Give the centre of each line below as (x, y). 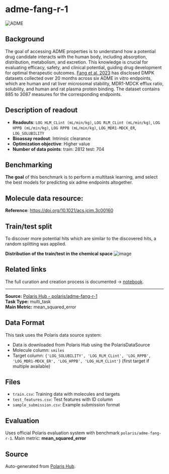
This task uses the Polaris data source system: (53, 335)
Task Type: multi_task (28, 301)
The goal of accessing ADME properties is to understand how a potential (80, 51)
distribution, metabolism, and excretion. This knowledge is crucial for (77, 62)
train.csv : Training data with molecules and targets (66, 394)
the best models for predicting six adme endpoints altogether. (69, 182)
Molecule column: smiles (38, 350)
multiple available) (31, 366)
